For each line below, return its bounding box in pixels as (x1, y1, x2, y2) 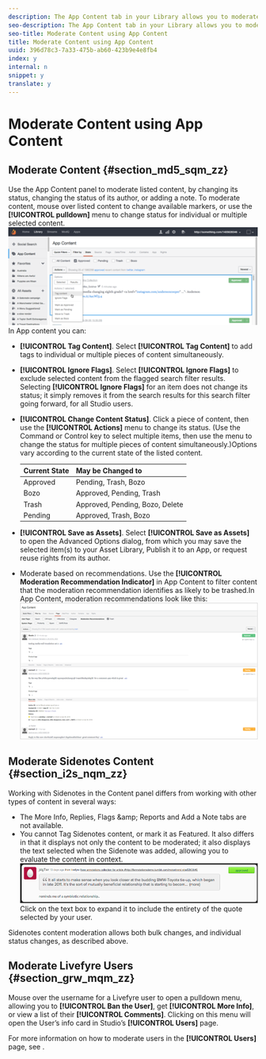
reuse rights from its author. (19, 553, 111, 563)
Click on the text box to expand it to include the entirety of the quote (19, 903, 243, 913)
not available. (19, 820, 64, 830)
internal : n (8, 64, 47, 71)
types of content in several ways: (8, 796, 116, 806)
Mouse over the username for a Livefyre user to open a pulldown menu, (8, 992, 243, 1002)
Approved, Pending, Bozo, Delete (75, 499, 184, 509)
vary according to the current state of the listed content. (19, 449, 203, 458)
